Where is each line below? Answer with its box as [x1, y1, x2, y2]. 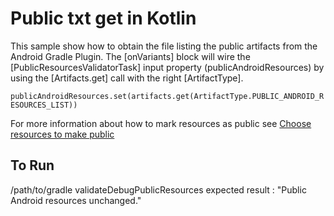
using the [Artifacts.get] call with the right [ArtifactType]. [10, 72, 244, 84]
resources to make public [10, 128, 115, 140]
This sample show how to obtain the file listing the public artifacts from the [10, 40, 318, 52]
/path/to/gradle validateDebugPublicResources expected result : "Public [10, 183, 307, 196]
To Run [10, 157, 55, 174]
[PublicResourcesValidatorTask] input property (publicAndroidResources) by [10, 61, 325, 73]
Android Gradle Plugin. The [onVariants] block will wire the [10, 50, 251, 62]
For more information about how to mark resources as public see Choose [10, 117, 312, 129]
